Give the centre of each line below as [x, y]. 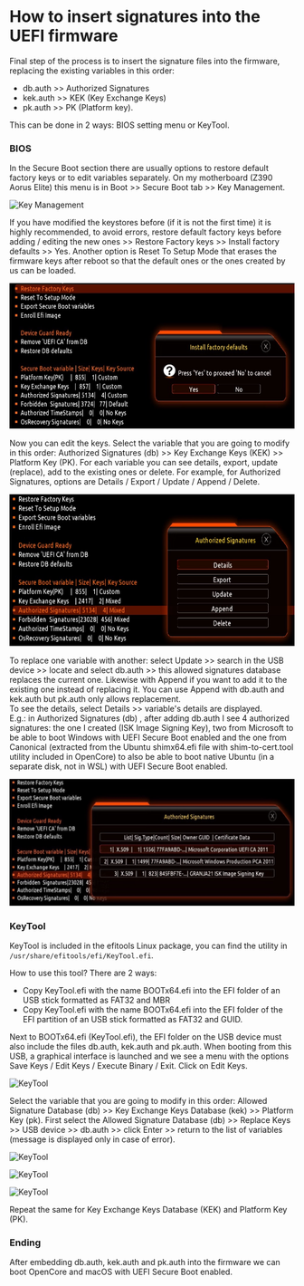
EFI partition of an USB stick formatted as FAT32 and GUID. [132, 1019]
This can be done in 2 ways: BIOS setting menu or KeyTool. [119, 125]
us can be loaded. [43, 271]
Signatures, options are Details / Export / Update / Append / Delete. [135, 481]
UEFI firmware [64, 36]
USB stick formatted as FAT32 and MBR [96, 1000]
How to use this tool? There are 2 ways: [83, 973]
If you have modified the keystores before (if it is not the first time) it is [140, 223]
